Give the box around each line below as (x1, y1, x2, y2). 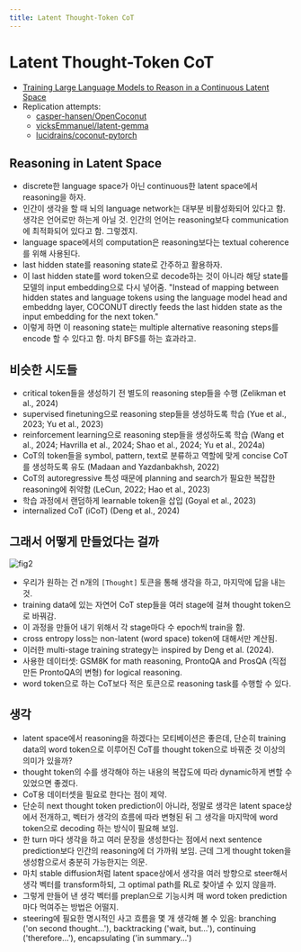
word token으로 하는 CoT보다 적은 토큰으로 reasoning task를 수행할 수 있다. (22, 678, 292, 689)
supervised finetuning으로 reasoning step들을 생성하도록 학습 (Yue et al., (22, 409, 288, 420)
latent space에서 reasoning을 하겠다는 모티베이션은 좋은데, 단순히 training (22, 732, 287, 743)
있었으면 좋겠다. (22, 777, 78, 788)
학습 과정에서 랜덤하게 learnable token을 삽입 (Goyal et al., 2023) (22, 495, 257, 506)
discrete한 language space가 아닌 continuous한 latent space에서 (22, 181, 258, 192)
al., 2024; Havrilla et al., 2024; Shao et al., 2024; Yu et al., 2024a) (22, 440, 266, 450)
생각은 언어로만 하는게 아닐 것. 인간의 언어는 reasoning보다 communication (22, 214, 289, 225)
